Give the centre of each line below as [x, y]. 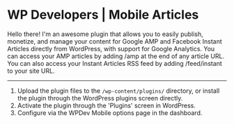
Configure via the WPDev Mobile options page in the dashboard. [110, 113]
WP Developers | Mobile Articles [103, 15]
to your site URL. [31, 71]
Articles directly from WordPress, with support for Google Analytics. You [111, 48]
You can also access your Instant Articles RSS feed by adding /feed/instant [115, 63]
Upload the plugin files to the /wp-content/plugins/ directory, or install [118, 91]
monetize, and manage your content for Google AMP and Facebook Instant [115, 41]
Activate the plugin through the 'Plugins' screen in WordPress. [107, 105]
